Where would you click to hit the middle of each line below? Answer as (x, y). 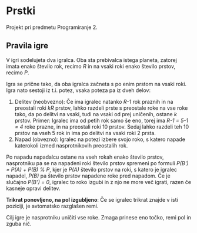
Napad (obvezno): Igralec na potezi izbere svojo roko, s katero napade (100, 139)
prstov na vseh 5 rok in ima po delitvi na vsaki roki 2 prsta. (85, 133)
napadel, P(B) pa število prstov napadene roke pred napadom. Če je (88, 176)
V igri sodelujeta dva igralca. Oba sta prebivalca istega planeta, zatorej (92, 60)
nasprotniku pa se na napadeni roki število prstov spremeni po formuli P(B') (98, 163)
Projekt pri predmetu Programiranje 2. (52, 27)
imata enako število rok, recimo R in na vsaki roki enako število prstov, (91, 66)
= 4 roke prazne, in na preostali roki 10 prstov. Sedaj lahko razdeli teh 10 (102, 127)
